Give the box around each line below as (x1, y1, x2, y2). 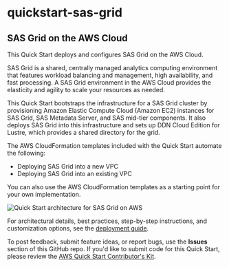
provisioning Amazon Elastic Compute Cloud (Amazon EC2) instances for (7, 107, 215, 114)
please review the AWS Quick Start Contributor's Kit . (7, 253, 156, 260)
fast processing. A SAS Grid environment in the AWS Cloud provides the (7, 78, 212, 87)
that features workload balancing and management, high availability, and (7, 71, 213, 79)
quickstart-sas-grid (7, 5, 122, 21)
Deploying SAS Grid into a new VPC (17, 162, 119, 170)
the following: (7, 149, 46, 157)
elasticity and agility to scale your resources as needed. (7, 86, 165, 94)
